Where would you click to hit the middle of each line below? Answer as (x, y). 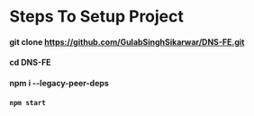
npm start (28, 103)
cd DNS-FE (30, 62)
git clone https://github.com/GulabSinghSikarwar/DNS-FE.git (127, 41)
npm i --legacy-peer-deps (59, 83)
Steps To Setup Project (97, 17)
